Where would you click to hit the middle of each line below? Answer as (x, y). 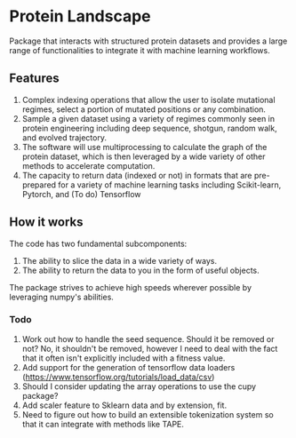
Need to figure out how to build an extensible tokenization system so (148, 414)
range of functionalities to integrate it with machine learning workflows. (140, 50)
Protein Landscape (80, 16)
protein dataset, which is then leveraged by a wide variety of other (144, 156)
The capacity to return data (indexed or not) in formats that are (137, 175)
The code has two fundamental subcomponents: (98, 243)
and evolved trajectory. (64, 137)
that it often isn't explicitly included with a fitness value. (124, 358)
